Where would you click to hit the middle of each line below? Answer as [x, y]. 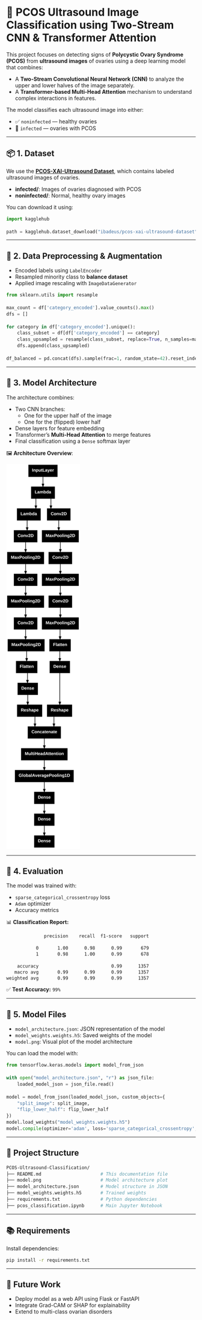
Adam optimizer [33, 904]
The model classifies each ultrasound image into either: [75, 109]
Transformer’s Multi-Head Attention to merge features [83, 434]
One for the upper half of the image [68, 415]
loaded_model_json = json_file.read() [66, 1084]
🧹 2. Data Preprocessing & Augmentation [84, 256]
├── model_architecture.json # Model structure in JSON [87, 1187]
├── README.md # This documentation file [87, 1174]
